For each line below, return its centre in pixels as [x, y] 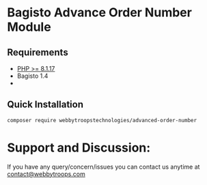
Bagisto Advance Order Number [100, 13]
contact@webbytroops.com [46, 174]
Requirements [38, 52]
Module [29, 27]
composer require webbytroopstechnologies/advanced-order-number [102, 120]
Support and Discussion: [79, 147]
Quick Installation [45, 105]
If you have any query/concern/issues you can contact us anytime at [104, 167]
